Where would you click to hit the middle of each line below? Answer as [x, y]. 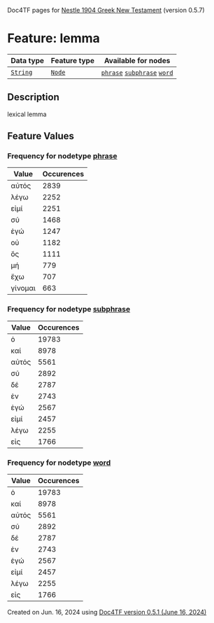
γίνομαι [23, 288]
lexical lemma [27, 114]
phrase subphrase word [137, 72]
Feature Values [41, 136]
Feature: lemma [53, 38]
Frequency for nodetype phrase [62, 156]
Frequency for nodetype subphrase [69, 309]
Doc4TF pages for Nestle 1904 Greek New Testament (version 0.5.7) [106, 10]
